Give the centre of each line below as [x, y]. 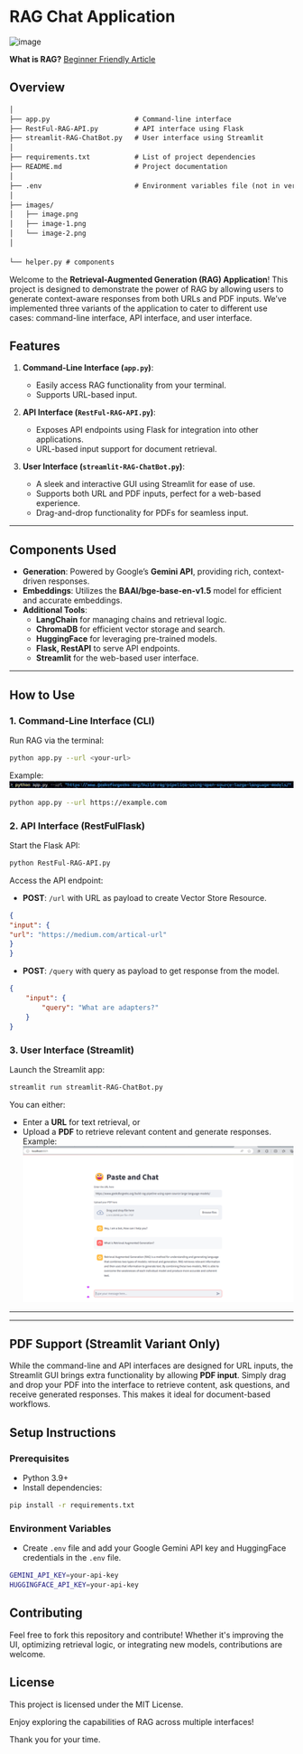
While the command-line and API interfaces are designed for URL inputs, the [151, 1365]
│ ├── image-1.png [48, 224]
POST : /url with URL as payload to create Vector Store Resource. [145, 897]
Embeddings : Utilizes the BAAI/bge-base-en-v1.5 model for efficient [152, 591]
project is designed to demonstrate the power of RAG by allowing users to [147, 289]
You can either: [37, 1104]
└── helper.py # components [62, 262]
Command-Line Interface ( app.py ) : [88, 368]
